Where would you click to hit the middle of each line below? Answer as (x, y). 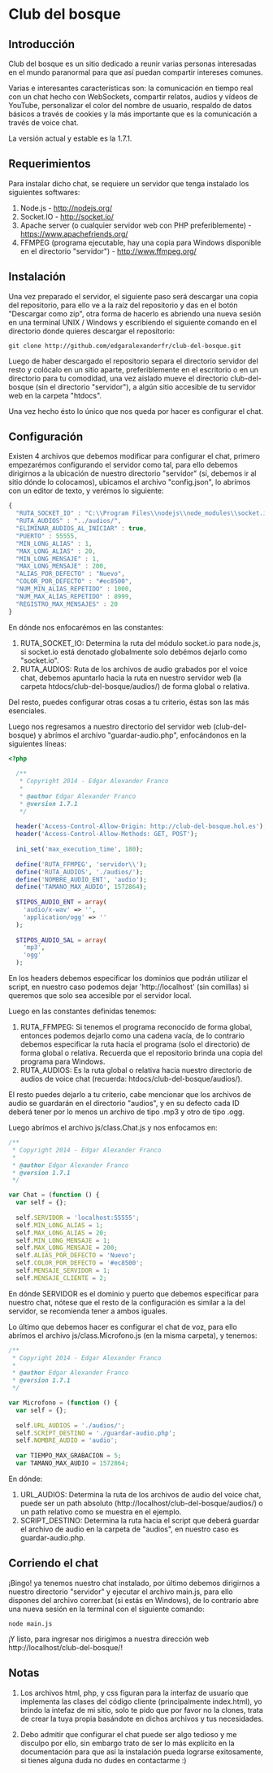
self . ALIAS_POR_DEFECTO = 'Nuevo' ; (76, 1256)
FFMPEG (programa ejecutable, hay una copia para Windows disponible (141, 242)
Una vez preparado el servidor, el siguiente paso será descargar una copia (133, 296)
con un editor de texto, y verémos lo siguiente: (86, 491)
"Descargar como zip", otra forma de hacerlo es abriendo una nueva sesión (135, 313)
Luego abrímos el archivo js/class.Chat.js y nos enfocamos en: (113, 1128)
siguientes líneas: (38, 743)
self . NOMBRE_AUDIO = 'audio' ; (67, 1440)
